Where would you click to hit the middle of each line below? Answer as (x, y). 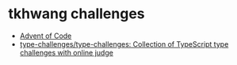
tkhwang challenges (76, 14)
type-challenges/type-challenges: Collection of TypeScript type (124, 44)
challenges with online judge (66, 52)
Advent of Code (46, 36)
